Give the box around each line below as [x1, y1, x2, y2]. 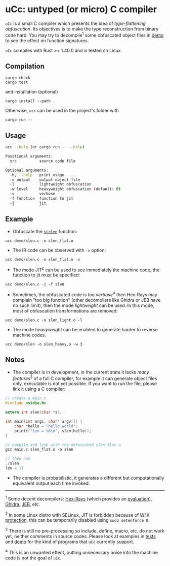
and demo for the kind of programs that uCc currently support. [5, 539, 135, 545]
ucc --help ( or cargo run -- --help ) [5, 145, 85, 150]
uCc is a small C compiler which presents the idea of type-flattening [5, 20, 146, 26]
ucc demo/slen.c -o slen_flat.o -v [5, 257, 80, 262]
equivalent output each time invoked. [12, 480, 90, 486]
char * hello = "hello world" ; [14, 423, 78, 429]
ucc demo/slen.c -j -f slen [5, 282, 65, 287]
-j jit [10, 201, 47, 206]
